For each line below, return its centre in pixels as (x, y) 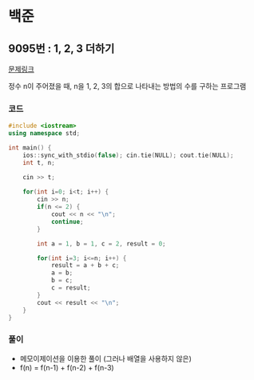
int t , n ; (39, 162)
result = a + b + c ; (85, 266)
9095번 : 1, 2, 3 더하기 (62, 48)
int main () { (30, 148)
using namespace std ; (44, 134)
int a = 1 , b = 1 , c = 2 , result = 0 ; (101, 244)
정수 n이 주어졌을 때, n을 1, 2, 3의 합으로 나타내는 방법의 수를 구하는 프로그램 (127, 86)
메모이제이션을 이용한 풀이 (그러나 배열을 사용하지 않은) (105, 358)
